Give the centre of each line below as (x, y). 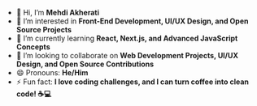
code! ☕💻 (34, 94)
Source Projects (44, 30)
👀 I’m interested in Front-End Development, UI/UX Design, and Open (132, 21)
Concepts (33, 47)
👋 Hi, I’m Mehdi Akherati (58, 13)
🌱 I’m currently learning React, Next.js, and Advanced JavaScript (127, 38)
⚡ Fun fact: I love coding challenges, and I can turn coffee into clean (133, 82)
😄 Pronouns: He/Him (52, 72)
